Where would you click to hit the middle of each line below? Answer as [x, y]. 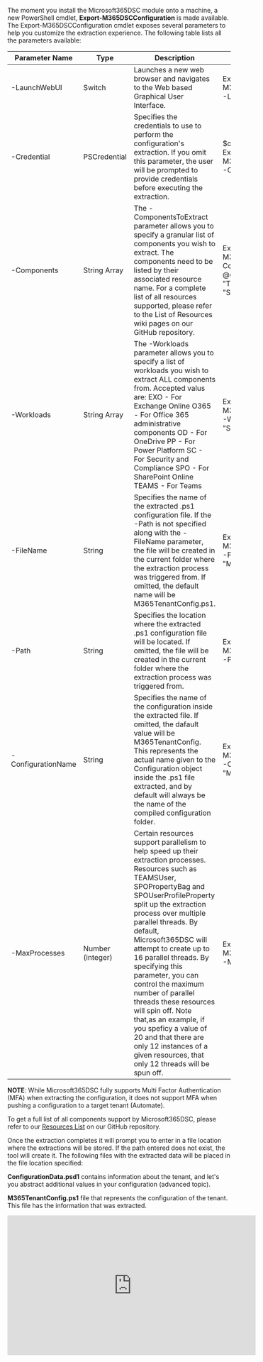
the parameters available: [44, 40]
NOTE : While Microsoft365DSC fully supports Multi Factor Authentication [114, 1090]
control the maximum [169, 984]
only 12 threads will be [172, 1064]
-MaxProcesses [38, 953]
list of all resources [165, 297]
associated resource [168, 279]
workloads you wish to [171, 370]
